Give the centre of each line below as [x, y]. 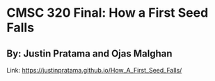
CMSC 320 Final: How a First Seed [107, 13]
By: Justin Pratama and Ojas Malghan [89, 53]
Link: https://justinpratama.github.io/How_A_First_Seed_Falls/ [94, 70]
